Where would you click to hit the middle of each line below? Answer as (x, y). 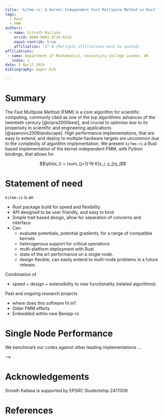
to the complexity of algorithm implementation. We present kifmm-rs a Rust (81, 143)
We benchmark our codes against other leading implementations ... (73, 347)
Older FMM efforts (31, 308)
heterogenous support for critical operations (65, 243)
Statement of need (44, 184)
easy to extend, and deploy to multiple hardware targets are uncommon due (82, 138)
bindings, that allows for (30, 154)
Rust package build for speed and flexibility (56, 207)
